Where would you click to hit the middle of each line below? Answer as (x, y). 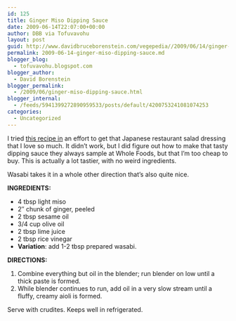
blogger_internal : (34, 99)
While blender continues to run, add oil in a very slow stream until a (115, 288)
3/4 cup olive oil (41, 224)
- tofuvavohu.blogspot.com (53, 66)
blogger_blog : (28, 60)
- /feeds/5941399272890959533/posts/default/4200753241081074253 (111, 105)
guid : (15, 46)
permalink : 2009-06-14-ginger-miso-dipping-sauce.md (86, 53)
